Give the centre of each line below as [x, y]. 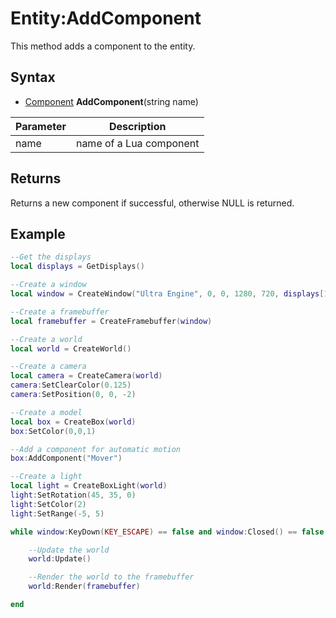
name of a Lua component [137, 143]
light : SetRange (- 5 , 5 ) [57, 513]
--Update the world [69, 550]
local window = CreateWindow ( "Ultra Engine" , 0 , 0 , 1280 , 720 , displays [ [167, 294]
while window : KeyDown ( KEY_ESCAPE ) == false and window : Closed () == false [167, 532]
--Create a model [46, 412]
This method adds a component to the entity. [103, 46]
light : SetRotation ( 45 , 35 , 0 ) [73, 495]
